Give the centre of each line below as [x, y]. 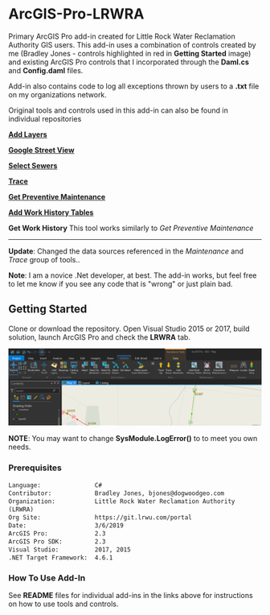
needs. [20, 447]
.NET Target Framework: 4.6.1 [61, 558]
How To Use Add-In [47, 578]
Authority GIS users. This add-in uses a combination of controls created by [132, 44]
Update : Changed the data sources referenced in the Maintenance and [126, 251]
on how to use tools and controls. [63, 604]
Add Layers [28, 134]
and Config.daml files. [46, 70]
